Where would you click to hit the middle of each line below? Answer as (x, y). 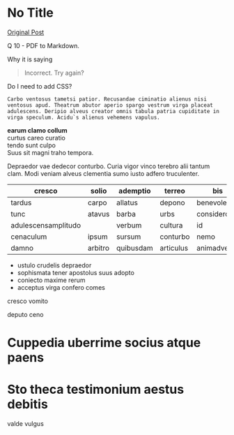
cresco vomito (28, 301)
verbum (129, 225)
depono (173, 202)
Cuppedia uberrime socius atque (104, 343)
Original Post (26, 32)
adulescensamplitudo (46, 225)
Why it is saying (30, 59)
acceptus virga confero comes (61, 287)
